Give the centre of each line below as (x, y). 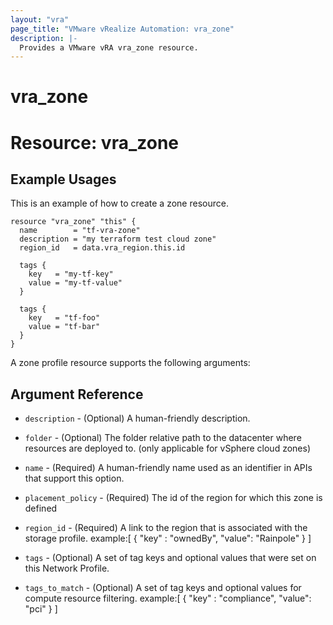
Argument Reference (77, 394)
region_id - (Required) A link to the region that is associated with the (166, 528)
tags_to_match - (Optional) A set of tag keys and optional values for (163, 588)
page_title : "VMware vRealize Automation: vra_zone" (122, 29)
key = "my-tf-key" (71, 274)
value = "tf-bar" (64, 327)
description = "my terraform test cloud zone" (118, 239)
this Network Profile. (67, 568)
